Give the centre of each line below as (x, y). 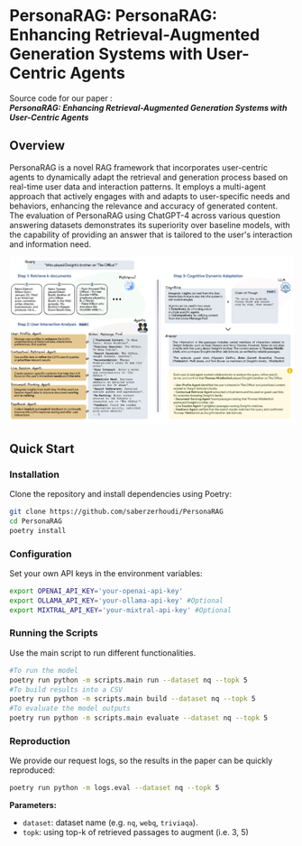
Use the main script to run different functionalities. (103, 653)
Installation (35, 474)
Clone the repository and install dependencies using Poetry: (121, 493)
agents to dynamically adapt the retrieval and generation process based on (149, 177)
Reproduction (40, 741)
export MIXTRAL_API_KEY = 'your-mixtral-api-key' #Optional (120, 610)
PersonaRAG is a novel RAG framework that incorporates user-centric (139, 167)
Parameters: (33, 805)
